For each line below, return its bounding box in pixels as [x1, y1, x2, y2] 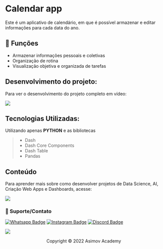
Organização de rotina [12, 58, 58, 64]
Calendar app [5, 3, 62, 14]
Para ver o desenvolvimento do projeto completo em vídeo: [5, 91, 127, 97]
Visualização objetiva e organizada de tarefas [12, 63, 106, 69]
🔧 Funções [5, 39, 39, 48]
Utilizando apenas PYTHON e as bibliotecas [5, 127, 96, 133]
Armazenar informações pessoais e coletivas [12, 52, 106, 58]
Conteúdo [5, 167, 37, 176]
